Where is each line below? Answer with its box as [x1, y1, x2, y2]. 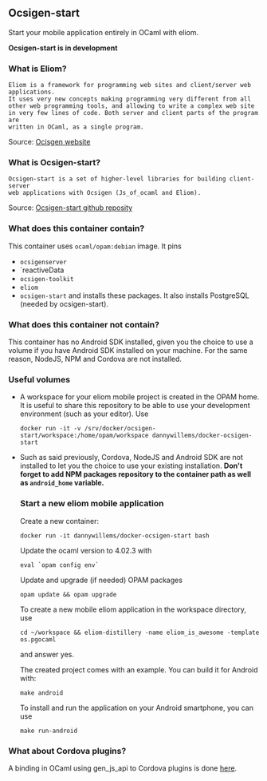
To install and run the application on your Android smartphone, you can [19, 703, 253, 712]
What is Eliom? [8, 63, 67, 74]
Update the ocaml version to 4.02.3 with [19, 545, 152, 555]
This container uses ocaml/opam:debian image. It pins [8, 241, 182, 251]
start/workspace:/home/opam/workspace [19, 431, 149, 440]
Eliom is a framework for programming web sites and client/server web [8, 81, 251, 89]
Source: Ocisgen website [8, 137, 91, 147]
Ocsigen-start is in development [8, 43, 118, 53]
